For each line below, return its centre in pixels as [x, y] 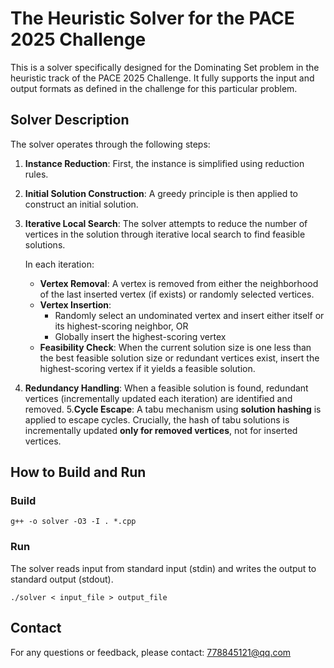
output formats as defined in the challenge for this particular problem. [154, 88]
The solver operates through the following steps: [110, 144]
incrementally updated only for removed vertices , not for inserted [161, 430]
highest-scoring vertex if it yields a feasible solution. [147, 368]
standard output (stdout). [62, 579]
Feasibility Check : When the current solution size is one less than [175, 347]
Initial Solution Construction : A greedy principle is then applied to [161, 193]
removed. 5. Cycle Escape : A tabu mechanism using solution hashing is [173, 409]
